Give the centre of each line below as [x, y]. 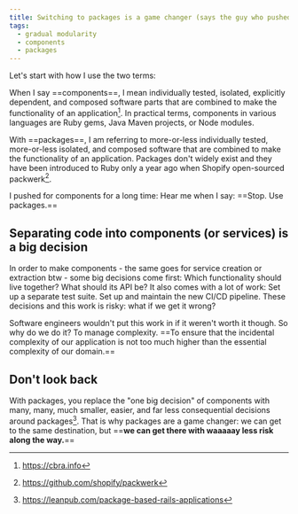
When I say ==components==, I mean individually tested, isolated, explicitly [147, 93]
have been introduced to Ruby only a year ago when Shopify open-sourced [147, 167]
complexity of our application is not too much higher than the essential [138, 342]
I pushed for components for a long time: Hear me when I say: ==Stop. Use [146, 196]
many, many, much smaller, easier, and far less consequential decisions [140, 410]
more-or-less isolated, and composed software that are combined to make [145, 149]
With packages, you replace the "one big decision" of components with [140, 401]
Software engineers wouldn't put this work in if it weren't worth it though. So [149, 323]
